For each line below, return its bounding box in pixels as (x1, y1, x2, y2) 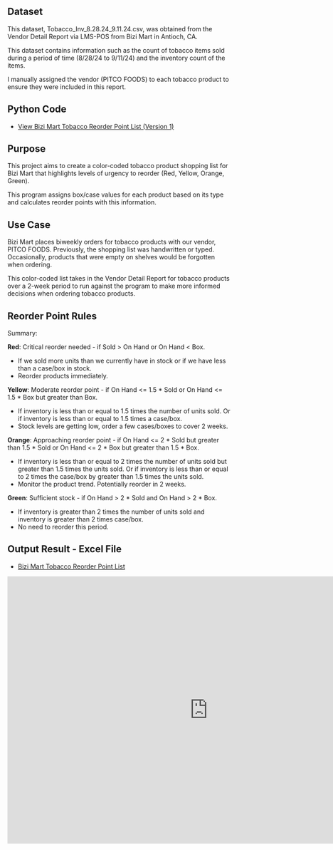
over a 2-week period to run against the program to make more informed (7, 281, 221, 291)
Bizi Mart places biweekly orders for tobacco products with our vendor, (7, 238, 216, 247)
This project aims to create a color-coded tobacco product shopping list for (7, 162, 228, 170)
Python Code (7, 103, 67, 115)
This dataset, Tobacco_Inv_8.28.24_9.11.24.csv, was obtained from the (7, 24, 213, 33)
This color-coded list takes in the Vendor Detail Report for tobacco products (7, 274, 230, 283)
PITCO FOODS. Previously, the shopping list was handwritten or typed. (7, 245, 215, 254)
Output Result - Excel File (7, 543, 122, 555)
